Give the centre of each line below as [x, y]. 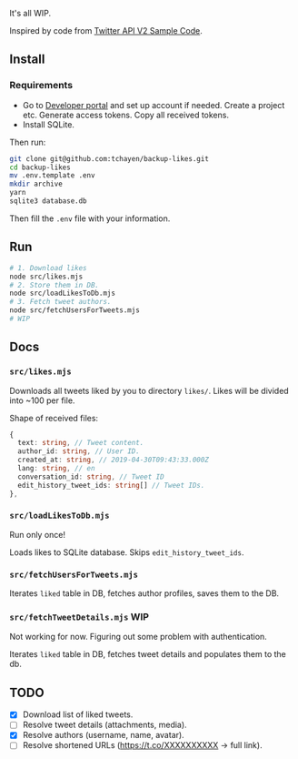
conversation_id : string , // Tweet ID [91, 477]
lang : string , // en [56, 469]
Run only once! [38, 534]
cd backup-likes [40, 167]
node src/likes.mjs [46, 277]
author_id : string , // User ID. [79, 451]
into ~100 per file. [42, 400]
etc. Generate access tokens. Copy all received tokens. [126, 115]
